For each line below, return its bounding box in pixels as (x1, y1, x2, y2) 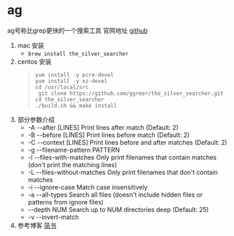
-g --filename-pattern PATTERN (27, 145, 121, 154)
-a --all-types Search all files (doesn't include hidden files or (27, 190, 203, 199)
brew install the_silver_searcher (27, 50, 129, 58)
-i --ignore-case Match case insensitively (27, 183, 148, 191)
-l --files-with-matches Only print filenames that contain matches (27, 153, 217, 162)
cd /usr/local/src (34, 84, 89, 91)
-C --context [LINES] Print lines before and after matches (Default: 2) (27, 138, 228, 146)
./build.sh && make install (34, 102, 117, 109)
